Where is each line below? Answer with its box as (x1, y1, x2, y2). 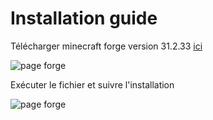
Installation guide (10, 7, 158, 30)
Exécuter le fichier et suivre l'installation (10, 78, 175, 91)
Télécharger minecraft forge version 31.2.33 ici (10, 40, 203, 52)
